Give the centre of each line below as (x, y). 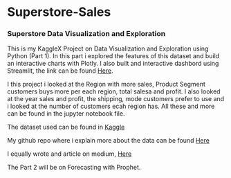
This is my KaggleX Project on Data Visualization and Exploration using (108, 48)
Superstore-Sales (59, 12)
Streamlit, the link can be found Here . (60, 71)
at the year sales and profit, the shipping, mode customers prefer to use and (116, 99)
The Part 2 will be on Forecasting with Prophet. (74, 168)
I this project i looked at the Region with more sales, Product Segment (107, 84)
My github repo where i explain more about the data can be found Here (108, 141)
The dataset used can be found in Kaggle (66, 127)
